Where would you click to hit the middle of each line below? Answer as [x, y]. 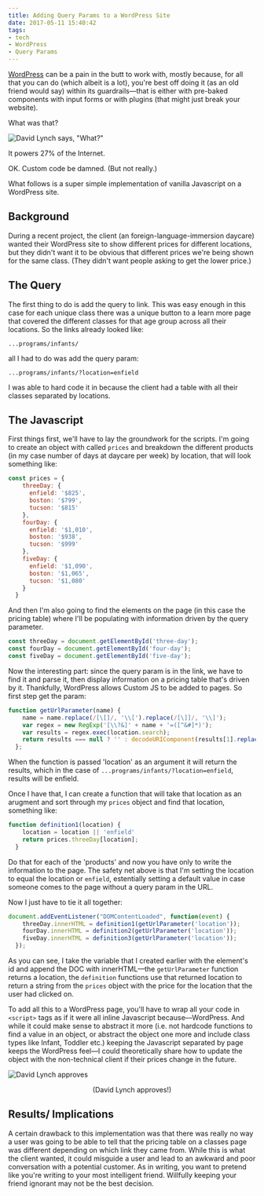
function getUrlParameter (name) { [65, 710]
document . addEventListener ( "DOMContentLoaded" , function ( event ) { [119, 916]
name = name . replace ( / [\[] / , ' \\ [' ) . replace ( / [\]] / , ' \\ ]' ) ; [125, 718]
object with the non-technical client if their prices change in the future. [123, 1059]
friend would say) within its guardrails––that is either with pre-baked [118, 91]
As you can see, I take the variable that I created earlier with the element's [128, 961]
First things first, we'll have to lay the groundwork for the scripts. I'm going [129, 439]
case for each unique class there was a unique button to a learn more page [130, 313]
